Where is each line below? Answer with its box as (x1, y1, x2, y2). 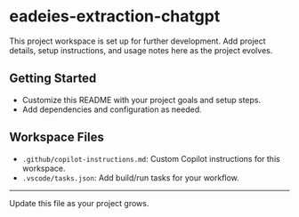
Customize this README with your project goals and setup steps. (21, 94, 262, 105)
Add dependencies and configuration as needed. (21, 104, 202, 115)
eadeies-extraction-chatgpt (9, 6, 221, 27)
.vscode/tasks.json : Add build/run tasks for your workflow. (21, 172, 240, 183)
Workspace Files (9, 130, 104, 145)
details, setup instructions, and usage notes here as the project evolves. (9, 44, 273, 55)
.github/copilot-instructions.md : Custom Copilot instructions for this (21, 153, 280, 164)
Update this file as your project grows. (9, 197, 149, 208)
